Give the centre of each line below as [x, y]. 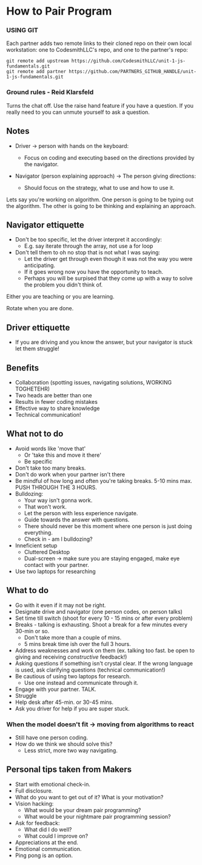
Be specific [38, 461]
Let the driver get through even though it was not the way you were [108, 259]
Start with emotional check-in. [53, 784]
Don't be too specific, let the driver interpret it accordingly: [88, 240]
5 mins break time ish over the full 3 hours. [78, 644]
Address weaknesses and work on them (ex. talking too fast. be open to [105, 650]
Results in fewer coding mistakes [56, 402]
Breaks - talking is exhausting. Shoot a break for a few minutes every [101, 624]
